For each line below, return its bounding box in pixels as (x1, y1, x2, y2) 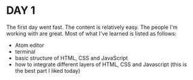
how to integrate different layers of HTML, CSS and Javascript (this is (14, 61, 188, 68)
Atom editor (14, 42, 44, 49)
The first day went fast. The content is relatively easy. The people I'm (6, 23, 178, 31)
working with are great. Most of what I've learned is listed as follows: (6, 29, 177, 37)
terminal (14, 48, 36, 55)
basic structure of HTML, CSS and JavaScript (14, 54, 128, 61)
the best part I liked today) (14, 67, 81, 74)
